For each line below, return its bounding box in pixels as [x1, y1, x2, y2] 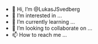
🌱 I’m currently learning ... [11, 18, 75, 25]
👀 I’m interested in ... [11, 12, 62, 19]
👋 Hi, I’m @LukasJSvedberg [11, 6, 80, 12]
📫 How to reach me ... [11, 32, 67, 38]
